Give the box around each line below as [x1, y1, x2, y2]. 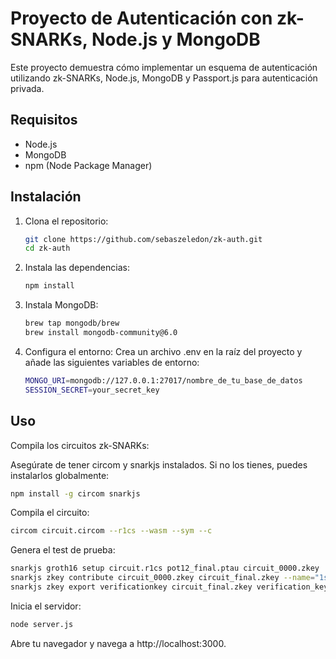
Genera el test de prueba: [10, 544, 116, 556]
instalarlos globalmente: [10, 469, 110, 481]
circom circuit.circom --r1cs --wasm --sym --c [10, 526, 213, 536]
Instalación [10, 188, 82, 206]
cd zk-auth [24, 243, 71, 254]
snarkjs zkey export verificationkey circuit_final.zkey [10, 582, 253, 592]
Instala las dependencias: [24, 262, 130, 274]
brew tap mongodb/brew [24, 318, 120, 329]
